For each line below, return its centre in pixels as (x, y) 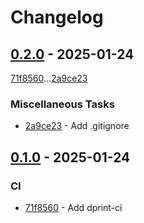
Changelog (57, 17)
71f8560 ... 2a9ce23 (49, 78)
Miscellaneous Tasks (62, 104)
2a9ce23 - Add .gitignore (77, 126)
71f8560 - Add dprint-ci (73, 207)
